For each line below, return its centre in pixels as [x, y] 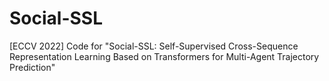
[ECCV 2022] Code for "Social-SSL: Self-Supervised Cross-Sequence [154, 46]
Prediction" [32, 67]
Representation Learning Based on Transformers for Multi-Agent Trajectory [164, 56]
